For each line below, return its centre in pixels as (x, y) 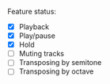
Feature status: (32, 11)
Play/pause (37, 36)
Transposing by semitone (60, 63)
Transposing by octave (56, 71)
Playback (34, 27)
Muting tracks (42, 54)
